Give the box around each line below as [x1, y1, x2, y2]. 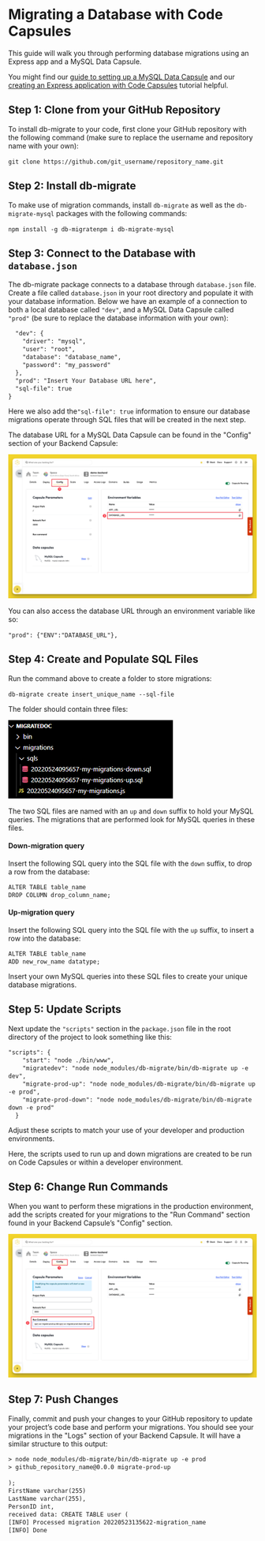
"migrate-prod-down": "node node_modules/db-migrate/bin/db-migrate [22, 1095, 252, 1104]
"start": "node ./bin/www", [22, 1056, 114, 1064]
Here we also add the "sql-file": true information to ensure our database [8, 406, 251, 416]
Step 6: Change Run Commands [8, 1180, 169, 1194]
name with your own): [8, 140, 79, 151]
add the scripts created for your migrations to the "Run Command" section [8, 1210, 251, 1219]
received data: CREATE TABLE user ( [8, 1510, 129, 1518]
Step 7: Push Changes [8, 1393, 119, 1406]
